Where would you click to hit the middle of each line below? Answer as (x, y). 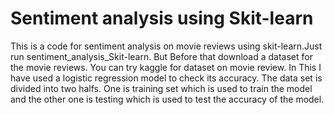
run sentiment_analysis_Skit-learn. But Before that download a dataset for (161, 56)
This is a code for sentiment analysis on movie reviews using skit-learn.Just (166, 46)
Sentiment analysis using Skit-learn (162, 18)
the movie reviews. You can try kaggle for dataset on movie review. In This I (166, 67)
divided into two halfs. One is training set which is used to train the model (161, 88)
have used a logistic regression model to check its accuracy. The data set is (166, 78)
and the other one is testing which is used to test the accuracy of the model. (167, 99)
